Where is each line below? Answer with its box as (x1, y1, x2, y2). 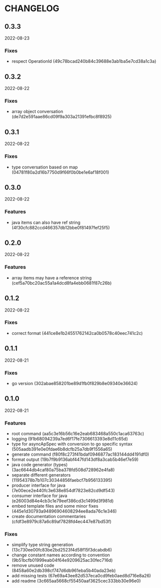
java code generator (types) (11, 462, 68, 468)
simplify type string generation (11, 542, 73, 548)
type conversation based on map (11, 164, 78, 170)
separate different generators (11, 472, 71, 478)
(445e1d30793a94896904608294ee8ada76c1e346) (11, 508, 117, 514)
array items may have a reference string (11, 275, 92, 280)
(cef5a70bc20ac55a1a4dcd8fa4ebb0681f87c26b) (11, 280, 112, 286)
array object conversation (11, 109, 64, 114)
